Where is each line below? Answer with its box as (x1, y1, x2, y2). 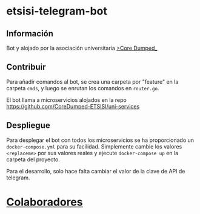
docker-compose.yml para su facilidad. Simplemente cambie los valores (6, 142, 182, 150)
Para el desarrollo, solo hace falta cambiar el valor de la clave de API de (6, 167, 185, 175)
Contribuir (6, 62, 47, 72)
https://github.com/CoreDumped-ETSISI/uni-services (6, 102, 140, 110)
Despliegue (6, 120, 50, 131)
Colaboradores (6, 195, 83, 209)
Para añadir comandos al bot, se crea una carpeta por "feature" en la (6, 78, 179, 85)
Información (6, 28, 53, 39)
